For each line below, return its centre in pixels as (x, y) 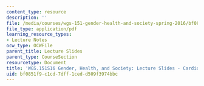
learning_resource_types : (39, 35)
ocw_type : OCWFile (29, 46)
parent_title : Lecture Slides (45, 51)
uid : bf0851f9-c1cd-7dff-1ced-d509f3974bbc (62, 74)
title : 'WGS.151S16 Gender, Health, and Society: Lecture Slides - (93, 68)
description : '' (27, 18)
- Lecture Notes (27, 40)
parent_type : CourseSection (42, 57)
